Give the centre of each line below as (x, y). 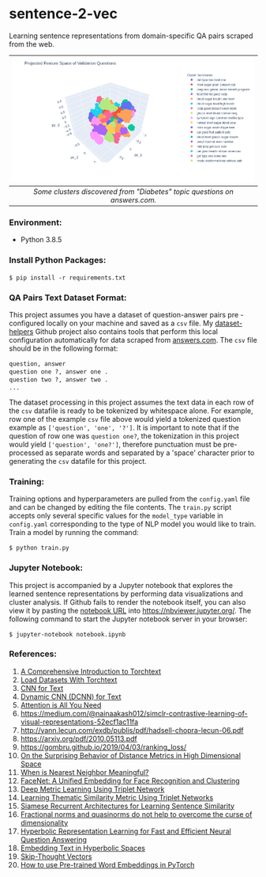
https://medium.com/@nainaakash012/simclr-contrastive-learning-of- (134, 713)
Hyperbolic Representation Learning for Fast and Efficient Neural (126, 831)
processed (26, 453)
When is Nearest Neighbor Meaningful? (84, 772)
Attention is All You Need (61, 704)
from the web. (32, 44)
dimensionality (44, 822)
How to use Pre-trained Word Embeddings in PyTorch (107, 864)
